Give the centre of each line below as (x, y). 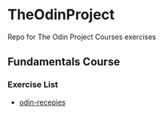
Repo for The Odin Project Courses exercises (82, 37)
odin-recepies (42, 102)
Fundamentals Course (64, 62)
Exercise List (33, 85)
